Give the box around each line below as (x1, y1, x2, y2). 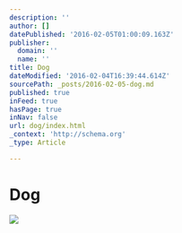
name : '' (17, 55, 50, 64)
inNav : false (9, 113, 58, 122)
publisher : (9, 38, 50, 47)
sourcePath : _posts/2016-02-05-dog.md (9, 80, 154, 89)
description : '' (9, 13, 70, 22)
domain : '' (17, 47, 58, 56)
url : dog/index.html (9, 122, 87, 131)
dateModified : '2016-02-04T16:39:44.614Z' (9, 72, 170, 81)
